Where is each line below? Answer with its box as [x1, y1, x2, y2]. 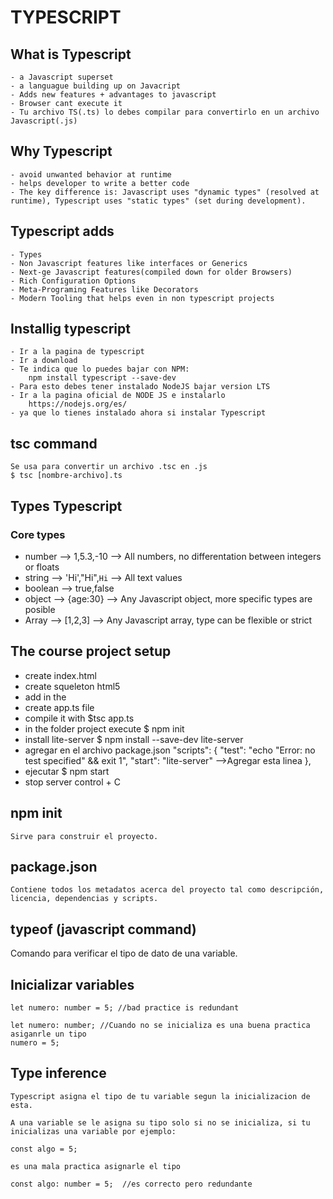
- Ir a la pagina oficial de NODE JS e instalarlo [10, 391, 226, 401]
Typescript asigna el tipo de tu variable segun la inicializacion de [10, 1091, 311, 1101]
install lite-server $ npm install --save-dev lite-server [24, 733, 244, 745]
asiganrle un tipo [10, 1029, 87, 1039]
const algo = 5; [10, 1144, 78, 1154]
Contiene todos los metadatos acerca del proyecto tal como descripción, [10, 885, 325, 895]
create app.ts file [24, 701, 95, 713]
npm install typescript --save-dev [28, 373, 177, 383]
